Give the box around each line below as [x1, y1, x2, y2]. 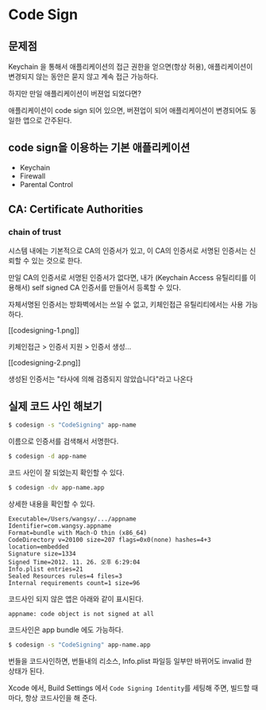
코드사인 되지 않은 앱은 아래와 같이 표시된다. [8, 594, 145, 603]
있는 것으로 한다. [31, 256, 83, 265]
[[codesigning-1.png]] [8, 325, 79, 335]
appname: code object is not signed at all [8, 610, 155, 618]
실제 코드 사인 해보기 [8, 400, 102, 413]
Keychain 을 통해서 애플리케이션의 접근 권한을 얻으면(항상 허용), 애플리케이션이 [8, 62, 253, 71]
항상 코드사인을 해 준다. [25, 692, 98, 702]
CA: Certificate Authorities [8, 203, 144, 217]
